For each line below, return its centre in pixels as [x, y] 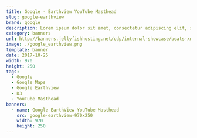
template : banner [27, 50]
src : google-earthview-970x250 [55, 115]
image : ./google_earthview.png [44, 45]
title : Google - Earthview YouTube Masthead [61, 11]
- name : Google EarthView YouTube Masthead [65, 110]
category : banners [28, 33]
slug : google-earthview [35, 17]
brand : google [23, 22]
